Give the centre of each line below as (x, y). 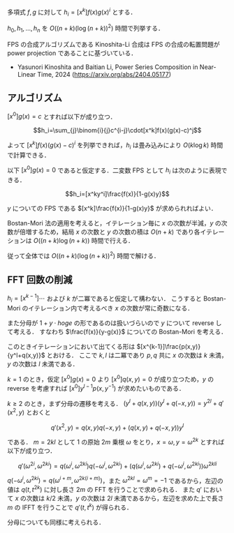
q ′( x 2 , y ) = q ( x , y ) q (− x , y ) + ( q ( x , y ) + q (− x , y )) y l (117, 427)
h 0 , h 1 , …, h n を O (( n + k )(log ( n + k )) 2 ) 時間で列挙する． (86, 29)
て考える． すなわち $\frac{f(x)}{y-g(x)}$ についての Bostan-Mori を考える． (117, 332)
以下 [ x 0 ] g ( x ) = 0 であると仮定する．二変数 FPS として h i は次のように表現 (114, 170)
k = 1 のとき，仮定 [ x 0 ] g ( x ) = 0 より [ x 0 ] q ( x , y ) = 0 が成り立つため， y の (111, 378)
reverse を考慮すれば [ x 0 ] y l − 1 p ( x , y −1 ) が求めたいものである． (96, 387)
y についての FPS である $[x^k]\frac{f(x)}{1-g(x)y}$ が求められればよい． (112, 209)
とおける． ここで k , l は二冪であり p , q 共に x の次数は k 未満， (137, 355)
